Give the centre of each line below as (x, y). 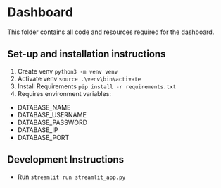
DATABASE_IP (38, 130)
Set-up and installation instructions (87, 54)
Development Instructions (66, 160)
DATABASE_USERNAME (52, 114)
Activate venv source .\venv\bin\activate (79, 78)
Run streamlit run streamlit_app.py (71, 177)
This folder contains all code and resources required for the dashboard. (111, 32)
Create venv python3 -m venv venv (68, 71)
